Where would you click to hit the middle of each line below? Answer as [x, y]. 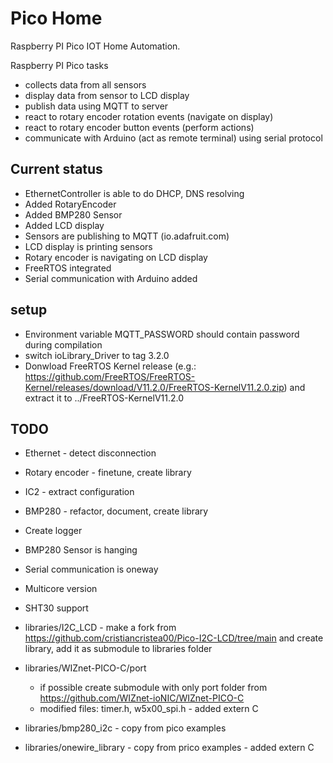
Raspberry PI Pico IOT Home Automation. [95, 46]
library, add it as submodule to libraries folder [118, 649]
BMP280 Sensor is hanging [81, 550]
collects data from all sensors [85, 84]
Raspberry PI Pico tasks [59, 65]
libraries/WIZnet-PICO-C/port [85, 668]
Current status [56, 169]
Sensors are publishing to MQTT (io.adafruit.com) [127, 236]
